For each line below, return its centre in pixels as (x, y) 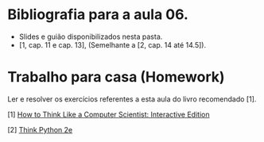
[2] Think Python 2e (40, 129)
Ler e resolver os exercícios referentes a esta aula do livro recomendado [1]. (132, 99)
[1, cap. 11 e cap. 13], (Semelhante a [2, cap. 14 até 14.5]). (113, 44)
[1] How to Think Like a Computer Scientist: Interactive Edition (109, 114)
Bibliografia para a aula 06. (98, 15)
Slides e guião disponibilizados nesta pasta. (91, 36)
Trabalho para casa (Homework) (116, 77)
